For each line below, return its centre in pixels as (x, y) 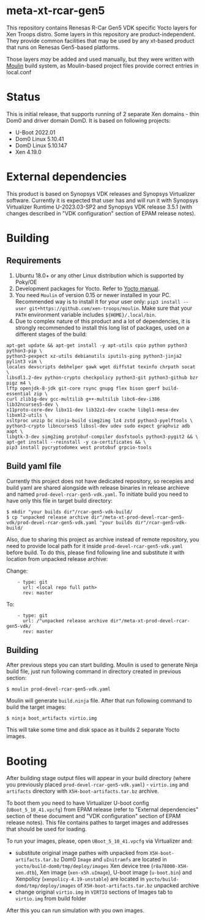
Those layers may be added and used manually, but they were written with (100, 59)
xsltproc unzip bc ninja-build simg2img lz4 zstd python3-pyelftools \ (99, 420)
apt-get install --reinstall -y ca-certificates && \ (76, 442)
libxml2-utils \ (27, 415)
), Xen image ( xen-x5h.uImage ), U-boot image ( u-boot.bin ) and (113, 873)
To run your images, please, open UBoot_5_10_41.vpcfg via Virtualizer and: (99, 841)
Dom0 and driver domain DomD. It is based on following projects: (89, 120)
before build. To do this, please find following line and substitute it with (95, 552)
